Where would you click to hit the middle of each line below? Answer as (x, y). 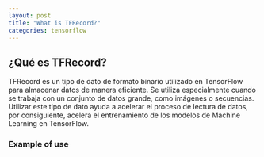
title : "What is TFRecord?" (55, 23)
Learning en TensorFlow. (49, 124)
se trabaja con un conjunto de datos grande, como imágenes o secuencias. (131, 98)
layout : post (30, 15)
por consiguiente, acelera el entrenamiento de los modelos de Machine (124, 115)
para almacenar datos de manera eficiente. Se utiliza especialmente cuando (132, 90)
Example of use (38, 144)
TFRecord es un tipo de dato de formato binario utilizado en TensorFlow (126, 82)
